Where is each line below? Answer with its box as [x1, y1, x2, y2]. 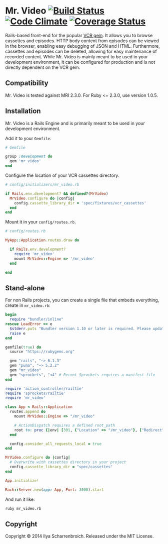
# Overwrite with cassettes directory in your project [9, 460, 126, 465]
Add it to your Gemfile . [5, 135, 51, 141]
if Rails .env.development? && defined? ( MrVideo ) [5, 191, 108, 196]
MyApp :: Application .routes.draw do [5, 238, 79, 243]
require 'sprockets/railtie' [5, 391, 66, 396]
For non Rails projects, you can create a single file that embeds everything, [5, 297, 159, 303]
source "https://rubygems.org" [9, 349, 75, 354]
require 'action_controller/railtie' [5, 386, 84, 391]
